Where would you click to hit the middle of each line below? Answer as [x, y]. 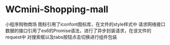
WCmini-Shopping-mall [57, 9]
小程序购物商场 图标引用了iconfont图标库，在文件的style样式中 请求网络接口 [85, 24]
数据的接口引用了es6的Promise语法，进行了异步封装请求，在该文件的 [78, 30]
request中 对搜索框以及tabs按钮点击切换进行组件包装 [61, 37]
